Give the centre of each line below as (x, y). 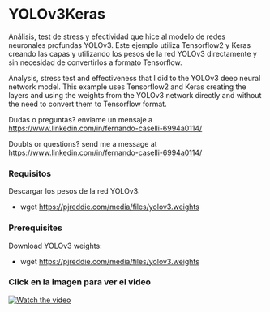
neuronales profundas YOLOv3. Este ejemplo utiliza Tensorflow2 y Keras (130, 45)
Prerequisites (35, 228)
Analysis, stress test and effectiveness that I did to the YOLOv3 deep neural (135, 78)
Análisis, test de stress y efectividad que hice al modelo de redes (117, 36)
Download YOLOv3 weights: (56, 246)
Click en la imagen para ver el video (80, 282)
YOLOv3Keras (57, 14)
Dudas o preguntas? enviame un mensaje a (80, 119)
